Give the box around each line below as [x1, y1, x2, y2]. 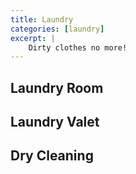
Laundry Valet [10, 114, 100, 131]
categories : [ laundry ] [10, 24, 105, 34]
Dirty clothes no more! [28, 42, 128, 53]
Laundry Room [10, 79, 104, 96]
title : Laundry [10, 14, 74, 25]
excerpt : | [10, 33, 56, 43]
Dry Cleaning [10, 147, 94, 165]
